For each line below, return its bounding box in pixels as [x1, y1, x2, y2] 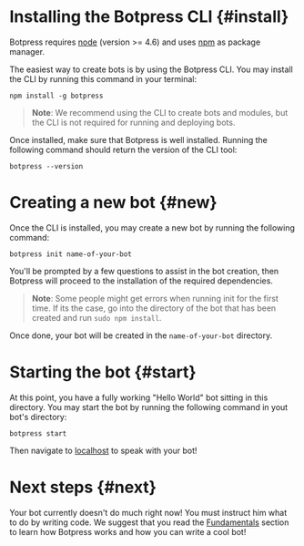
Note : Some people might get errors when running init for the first [31, 293, 279, 304]
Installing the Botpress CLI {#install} [9, 6, 289, 27]
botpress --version [9, 161, 84, 170]
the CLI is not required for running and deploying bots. [31, 117, 236, 128]
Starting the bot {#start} [9, 362, 198, 383]
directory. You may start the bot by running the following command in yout [9, 401, 289, 412]
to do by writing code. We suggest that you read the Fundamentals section [9, 517, 289, 528]
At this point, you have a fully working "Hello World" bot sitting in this [9, 392, 269, 403]
